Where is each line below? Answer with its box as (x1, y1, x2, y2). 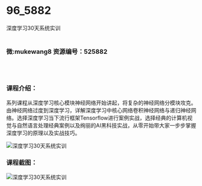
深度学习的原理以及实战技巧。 (6, 129, 80, 136)
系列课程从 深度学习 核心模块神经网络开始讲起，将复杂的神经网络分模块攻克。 (6, 99, 197, 106)
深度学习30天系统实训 (6, 24, 61, 31)
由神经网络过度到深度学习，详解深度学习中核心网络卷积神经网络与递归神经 (6, 106, 191, 114)
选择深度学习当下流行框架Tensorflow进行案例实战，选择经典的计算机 (16, 114, 188, 121)
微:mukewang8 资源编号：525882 (6, 47, 108, 56)
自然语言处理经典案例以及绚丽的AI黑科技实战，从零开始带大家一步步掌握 (16, 121, 197, 129)
